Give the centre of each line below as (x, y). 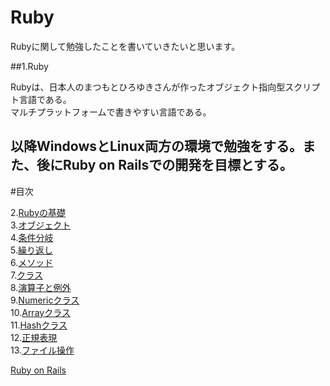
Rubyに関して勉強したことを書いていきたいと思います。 (125, 46)
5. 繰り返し (31, 250)
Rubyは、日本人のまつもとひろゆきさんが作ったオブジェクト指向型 (148, 87)
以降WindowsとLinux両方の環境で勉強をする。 (156, 146)
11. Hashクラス (39, 325)
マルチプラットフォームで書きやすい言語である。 (111, 112)
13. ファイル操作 (42, 350)
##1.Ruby (29, 66)
